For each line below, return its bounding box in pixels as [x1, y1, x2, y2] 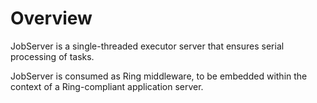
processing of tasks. [10, 50, 95, 62]
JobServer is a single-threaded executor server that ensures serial [10, 40, 285, 52]
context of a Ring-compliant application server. [10, 80, 204, 92]
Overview [10, 7, 93, 30]
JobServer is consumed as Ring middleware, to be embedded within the [10, 70, 308, 82]
